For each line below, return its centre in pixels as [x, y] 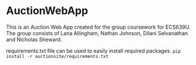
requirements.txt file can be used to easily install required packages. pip [93, 50]
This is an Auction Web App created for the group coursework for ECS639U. [98, 27]
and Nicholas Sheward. [34, 39]
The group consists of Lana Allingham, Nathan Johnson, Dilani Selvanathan [97, 33]
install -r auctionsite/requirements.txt [58, 56]
